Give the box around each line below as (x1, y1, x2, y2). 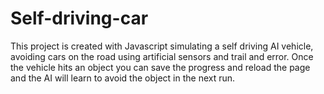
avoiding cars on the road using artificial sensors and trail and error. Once (10, 50, 314, 62)
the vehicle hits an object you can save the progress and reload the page (10, 61, 311, 73)
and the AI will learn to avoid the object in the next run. (10, 72, 236, 84)
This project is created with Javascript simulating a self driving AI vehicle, (10, 40, 314, 52)
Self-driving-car (10, 7, 149, 30)
